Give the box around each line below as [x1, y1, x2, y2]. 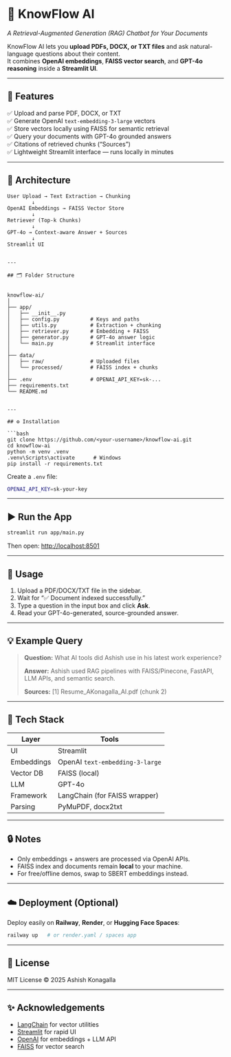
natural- [190, 42, 213, 50]
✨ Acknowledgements [7, 1002, 105, 1014]
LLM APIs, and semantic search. [23, 674, 115, 682]
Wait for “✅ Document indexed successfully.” [16, 593, 146, 601]
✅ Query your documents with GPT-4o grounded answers [7, 132, 172, 140]
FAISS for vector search [16, 1042, 85, 1050]
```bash [7, 430, 30, 437]
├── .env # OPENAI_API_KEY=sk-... [7, 376, 162, 383]
